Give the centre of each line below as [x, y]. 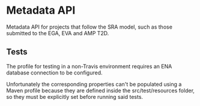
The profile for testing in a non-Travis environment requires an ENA [89, 66]
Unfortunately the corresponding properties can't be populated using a [94, 84]
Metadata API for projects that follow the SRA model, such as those [89, 27]
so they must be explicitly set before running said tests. [74, 96]
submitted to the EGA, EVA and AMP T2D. [58, 33]
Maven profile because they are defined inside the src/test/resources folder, [101, 91]
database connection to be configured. [55, 73]
